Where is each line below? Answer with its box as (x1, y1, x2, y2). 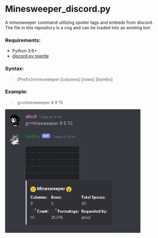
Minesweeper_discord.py (5, 3, 111, 15)
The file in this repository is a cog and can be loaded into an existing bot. (5, 24, 151, 30)
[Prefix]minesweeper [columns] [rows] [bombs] (17, 76, 113, 82)
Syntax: (5, 65, 24, 72)
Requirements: (5, 37, 41, 43)
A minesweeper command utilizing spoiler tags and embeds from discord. (5, 19, 154, 25)
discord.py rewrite (12, 53, 49, 59)
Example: (5, 89, 28, 95)
